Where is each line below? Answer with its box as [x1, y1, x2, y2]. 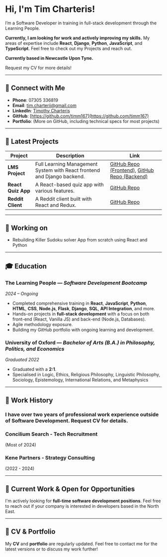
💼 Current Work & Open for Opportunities [5, 484, 135, 493]
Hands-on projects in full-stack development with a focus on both [12, 311, 150, 317]
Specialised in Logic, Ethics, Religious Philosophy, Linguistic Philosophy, [12, 372, 161, 378]
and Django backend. [35, 173, 85, 180]
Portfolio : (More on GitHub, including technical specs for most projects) [12, 118, 160, 124]
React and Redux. [35, 202, 77, 209]
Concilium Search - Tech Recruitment [5, 431, 98, 438]
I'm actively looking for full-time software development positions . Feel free [5, 498, 161, 504]
